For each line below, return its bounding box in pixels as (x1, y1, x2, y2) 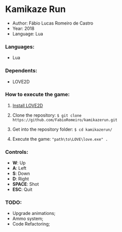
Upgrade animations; (12, 210, 56, 216)
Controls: (5, 148, 28, 155)
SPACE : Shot (12, 181, 39, 187)
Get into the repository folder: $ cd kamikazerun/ (12, 126, 113, 132)
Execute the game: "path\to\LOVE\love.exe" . (12, 136, 108, 142)
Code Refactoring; (12, 221, 50, 227)
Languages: (5, 43, 35, 50)
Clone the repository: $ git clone (12, 112, 82, 118)
